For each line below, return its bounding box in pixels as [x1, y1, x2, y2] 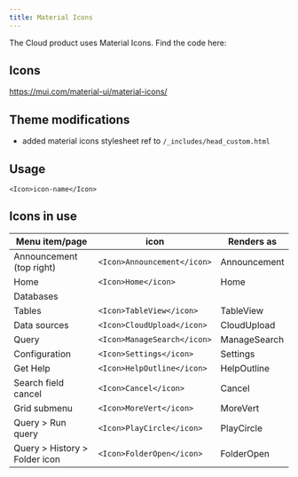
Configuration [13, 348, 71, 360]
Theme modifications [9, 112, 130, 127]
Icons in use [9, 209, 78, 224]
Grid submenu [13, 402, 74, 414]
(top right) [13, 261, 56, 273]
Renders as [227, 235, 278, 247]
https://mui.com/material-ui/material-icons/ [9, 86, 168, 98]
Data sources [13, 318, 69, 331]
